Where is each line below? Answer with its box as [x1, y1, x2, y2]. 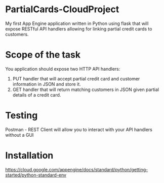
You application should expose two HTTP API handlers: [5, 66, 120, 72]
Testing [5, 110, 38, 121]
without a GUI [5, 132, 34, 138]
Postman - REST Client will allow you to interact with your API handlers [5, 126, 153, 133]
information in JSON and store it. [12, 81, 81, 87]
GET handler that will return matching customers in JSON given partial [12, 86, 159, 93]
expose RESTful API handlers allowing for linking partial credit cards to [5, 25, 152, 32]
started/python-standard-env [5, 172, 67, 178]
